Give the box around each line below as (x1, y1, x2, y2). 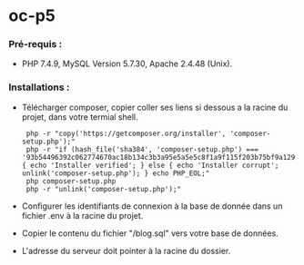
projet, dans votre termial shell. (21, 111, 138, 123)
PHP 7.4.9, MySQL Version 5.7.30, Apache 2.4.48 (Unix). (21, 58, 233, 69)
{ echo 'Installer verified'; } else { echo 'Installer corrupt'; (21, 161, 279, 170)
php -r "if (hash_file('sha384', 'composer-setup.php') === (25, 144, 259, 154)
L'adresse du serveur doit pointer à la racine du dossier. (21, 245, 231, 256)
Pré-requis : (8, 38, 63, 51)
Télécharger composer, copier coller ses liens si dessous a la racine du (21, 102, 289, 113)
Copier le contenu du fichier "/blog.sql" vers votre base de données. (21, 228, 279, 239)
